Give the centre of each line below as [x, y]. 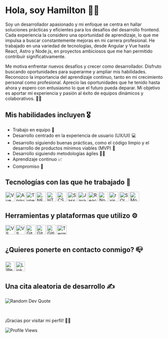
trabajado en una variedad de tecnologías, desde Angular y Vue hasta [77, 45]
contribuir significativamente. [36, 56]
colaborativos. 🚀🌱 [23, 99]
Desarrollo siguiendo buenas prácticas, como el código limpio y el [81, 142]
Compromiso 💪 [28, 166]
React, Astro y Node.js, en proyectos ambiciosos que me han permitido [79, 51]
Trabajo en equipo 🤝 [33, 130]
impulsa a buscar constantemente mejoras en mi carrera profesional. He [80, 40]
